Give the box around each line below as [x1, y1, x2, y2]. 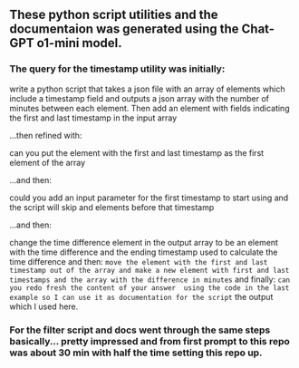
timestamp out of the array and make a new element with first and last [9, 266, 290, 275]
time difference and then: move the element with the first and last [9, 256, 268, 266]
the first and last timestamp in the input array [9, 112, 178, 123]
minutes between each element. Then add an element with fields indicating [9, 102, 290, 113]
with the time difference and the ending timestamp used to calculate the [9, 247, 278, 257]
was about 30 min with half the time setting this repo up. [9, 346, 263, 359]
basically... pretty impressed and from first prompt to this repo [9, 334, 290, 347]
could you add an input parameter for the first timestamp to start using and [9, 192, 289, 203]
